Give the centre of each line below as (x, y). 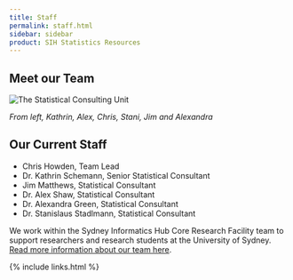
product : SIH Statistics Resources (75, 42)
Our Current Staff (58, 144)
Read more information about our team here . (91, 249)
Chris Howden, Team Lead (71, 166)
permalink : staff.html (51, 26)
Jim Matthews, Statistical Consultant (89, 185)
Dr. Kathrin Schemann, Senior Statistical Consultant (116, 175)
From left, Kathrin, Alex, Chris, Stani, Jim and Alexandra (111, 117)
